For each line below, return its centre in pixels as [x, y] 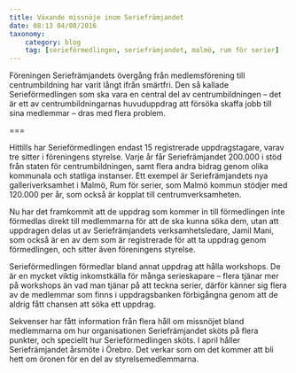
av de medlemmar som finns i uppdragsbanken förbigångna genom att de [144, 295]
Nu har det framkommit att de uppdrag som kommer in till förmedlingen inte [147, 212]
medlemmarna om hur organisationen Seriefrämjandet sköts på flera [134, 331]
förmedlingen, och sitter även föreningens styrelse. [103, 250]
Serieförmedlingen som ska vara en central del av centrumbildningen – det [145, 95]
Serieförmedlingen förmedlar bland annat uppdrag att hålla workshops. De [145, 267]
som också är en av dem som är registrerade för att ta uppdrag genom [138, 240]
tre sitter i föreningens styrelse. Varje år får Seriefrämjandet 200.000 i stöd [145, 157]
